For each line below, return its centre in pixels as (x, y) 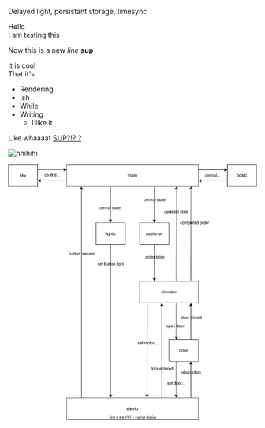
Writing (31, 114)
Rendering (36, 89)
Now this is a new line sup (51, 50)
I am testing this (34, 35)
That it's (22, 74)
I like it (42, 123)
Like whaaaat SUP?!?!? (45, 138)
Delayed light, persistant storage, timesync (78, 11)
